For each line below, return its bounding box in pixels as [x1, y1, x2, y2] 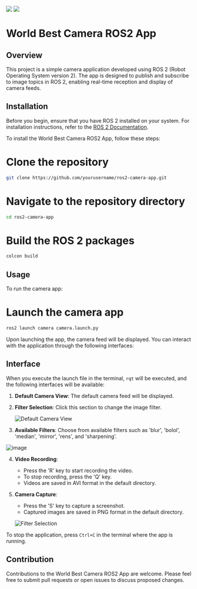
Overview [6, 50, 43, 60]
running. [6, 537, 26, 544]
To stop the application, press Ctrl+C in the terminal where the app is [6, 531, 173, 538]
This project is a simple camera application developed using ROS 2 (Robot [6, 66, 186, 73]
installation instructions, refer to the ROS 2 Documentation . [6, 123, 149, 130]
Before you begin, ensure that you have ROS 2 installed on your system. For [6, 117, 190, 124]
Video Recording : [14, 456, 58, 463]
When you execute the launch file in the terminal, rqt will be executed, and [6, 374, 187, 381]
